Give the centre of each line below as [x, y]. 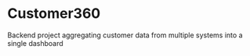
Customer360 [54, 14]
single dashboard [35, 43]
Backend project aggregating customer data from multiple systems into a [125, 35]
